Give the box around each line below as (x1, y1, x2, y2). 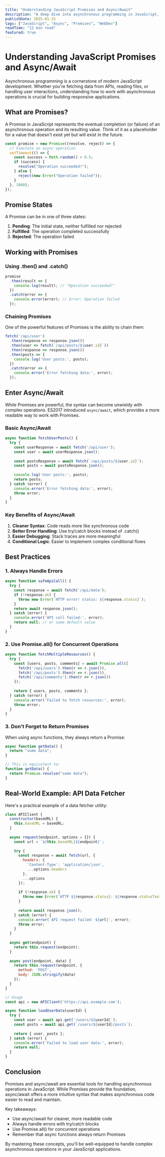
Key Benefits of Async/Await (5, 511, 75, 518)
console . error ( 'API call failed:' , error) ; (14, 615, 105, 620)
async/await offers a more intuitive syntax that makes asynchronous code (5, 1091, 155, 1097)
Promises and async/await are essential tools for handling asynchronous (5, 1081, 152, 1087)
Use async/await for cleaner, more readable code (12, 1116, 112, 1122)
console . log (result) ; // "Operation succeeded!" (14, 283, 115, 288)
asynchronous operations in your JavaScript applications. (5, 1146, 122, 1152)
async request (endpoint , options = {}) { (9, 835, 96, 840)
